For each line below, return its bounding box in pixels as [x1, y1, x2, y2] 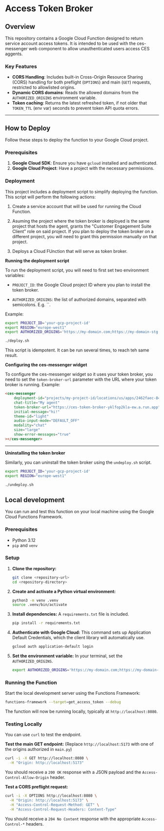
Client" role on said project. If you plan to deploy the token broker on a [12, 228, 154, 234]
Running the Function [5, 679, 57, 686]
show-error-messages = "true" [14, 432, 71, 437]
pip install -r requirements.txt [12, 621, 81, 625]
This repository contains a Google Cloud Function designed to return [5, 35, 143, 41]
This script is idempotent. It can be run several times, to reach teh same [5, 347, 149, 353]
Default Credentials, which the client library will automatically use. [12, 635, 145, 641]
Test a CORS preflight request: [5, 784, 68, 790]
